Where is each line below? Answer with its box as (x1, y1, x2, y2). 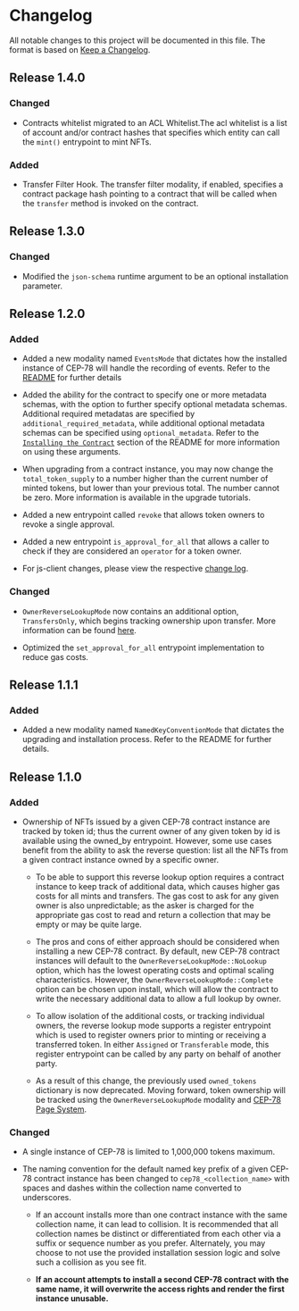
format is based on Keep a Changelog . (9, 44, 151, 54)
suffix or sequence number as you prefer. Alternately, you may (35, 1238, 266, 1248)
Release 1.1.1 (9, 677, 79, 692)
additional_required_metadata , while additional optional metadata (21, 418, 265, 429)
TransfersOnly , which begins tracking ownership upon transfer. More (21, 615, 277, 626)
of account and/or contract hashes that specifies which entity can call (21, 127, 280, 138)
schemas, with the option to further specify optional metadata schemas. (21, 399, 287, 410)
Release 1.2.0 (9, 306, 86, 321)
